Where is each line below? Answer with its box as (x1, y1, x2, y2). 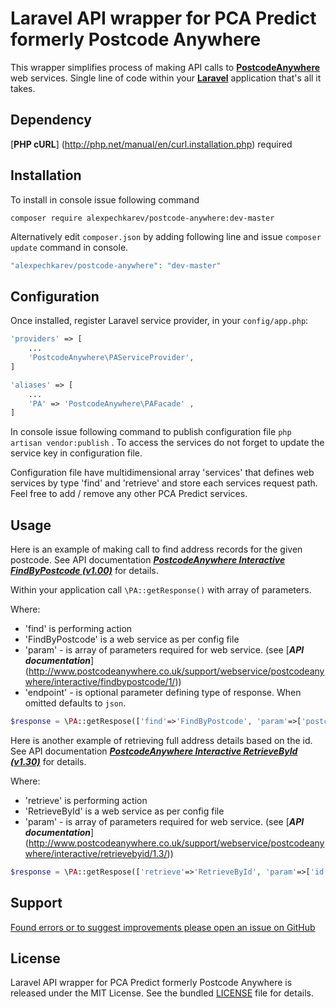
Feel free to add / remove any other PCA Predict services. (10, 488, 248, 500)
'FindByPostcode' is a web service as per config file (24, 633, 240, 646)
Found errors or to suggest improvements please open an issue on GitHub (10, 921, 316, 933)
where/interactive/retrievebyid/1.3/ (24, 847, 168, 859)
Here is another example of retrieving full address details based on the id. (10, 734, 313, 746)
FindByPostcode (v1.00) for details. (10, 565, 159, 577)
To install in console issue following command (10, 193, 200, 206)
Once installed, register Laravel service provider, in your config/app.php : (10, 315, 309, 327)
